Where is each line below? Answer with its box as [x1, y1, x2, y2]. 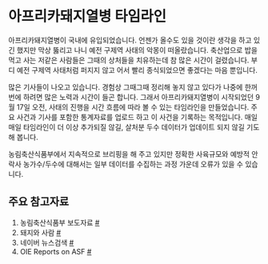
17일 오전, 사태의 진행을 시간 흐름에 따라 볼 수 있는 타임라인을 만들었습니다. [16, 102, 250, 112]
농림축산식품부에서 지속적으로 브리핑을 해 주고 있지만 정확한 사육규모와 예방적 [8, 149, 250, 158]
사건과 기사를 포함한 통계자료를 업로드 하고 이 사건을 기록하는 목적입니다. [16, 112, 243, 122]
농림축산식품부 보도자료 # [19, 218, 100, 227]
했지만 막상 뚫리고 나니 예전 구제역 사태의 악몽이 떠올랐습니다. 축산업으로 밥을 [16, 45, 258, 54]
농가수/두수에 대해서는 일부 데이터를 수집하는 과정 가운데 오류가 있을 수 [22, 159, 244, 169]
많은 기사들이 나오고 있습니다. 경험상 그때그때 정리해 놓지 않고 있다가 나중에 [8, 82, 243, 92]
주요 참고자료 [8, 195, 70, 209]
